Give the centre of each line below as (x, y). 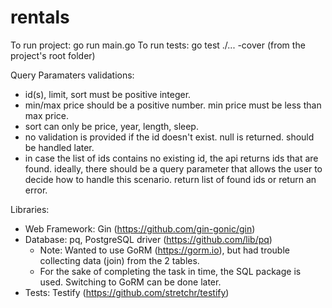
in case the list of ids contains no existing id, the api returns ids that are (171, 158)
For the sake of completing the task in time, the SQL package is (170, 271)
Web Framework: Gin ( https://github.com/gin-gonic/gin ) (140, 228)
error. (36, 190)
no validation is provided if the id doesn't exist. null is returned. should (169, 137)
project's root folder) (53, 55)
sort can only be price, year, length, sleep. (111, 126)
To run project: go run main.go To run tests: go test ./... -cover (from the (158, 45)
